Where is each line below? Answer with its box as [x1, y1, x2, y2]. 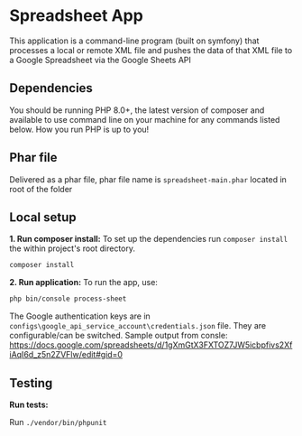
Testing [9, 376, 53, 391]
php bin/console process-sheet [9, 294, 127, 303]
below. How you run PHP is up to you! [9, 124, 150, 135]
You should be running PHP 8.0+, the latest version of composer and [9, 105, 265, 116]
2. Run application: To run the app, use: [9, 277, 158, 288]
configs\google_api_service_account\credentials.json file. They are [9, 320, 267, 331]
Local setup [9, 209, 77, 225]
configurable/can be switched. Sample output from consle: [9, 330, 228, 341]
